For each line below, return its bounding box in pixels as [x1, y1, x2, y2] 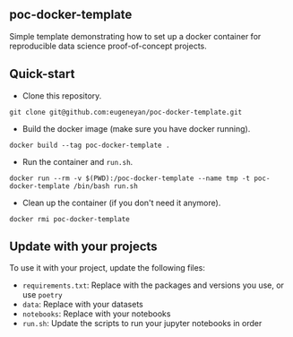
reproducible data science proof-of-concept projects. [9, 40, 208, 51]
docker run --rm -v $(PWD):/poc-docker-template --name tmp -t [9, 174, 251, 183]
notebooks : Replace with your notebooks [22, 308, 171, 319]
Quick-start [9, 66, 75, 82]
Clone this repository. [22, 90, 102, 101]
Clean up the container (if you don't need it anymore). [22, 197, 221, 208]
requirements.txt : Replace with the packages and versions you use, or [22, 280, 285, 290]
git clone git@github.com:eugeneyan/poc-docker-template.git [9, 108, 243, 117]
